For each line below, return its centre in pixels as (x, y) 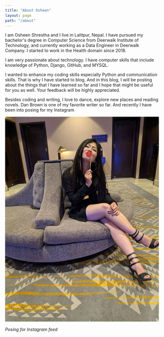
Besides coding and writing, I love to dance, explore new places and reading (82, 99)
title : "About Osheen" (28, 10)
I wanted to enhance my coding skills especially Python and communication (81, 75)
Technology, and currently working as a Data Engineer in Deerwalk (72, 45)
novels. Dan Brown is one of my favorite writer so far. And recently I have (79, 105)
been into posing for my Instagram (40, 110)
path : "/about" (20, 20)
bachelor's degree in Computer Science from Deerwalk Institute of (72, 40)
